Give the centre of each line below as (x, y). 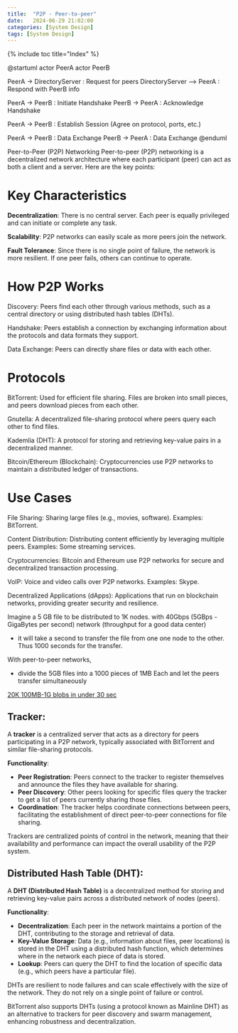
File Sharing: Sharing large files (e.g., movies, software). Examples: (106, 518)
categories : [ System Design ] (50, 27)
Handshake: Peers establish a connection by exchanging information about (117, 328)
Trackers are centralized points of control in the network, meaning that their (118, 836)
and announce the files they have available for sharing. (98, 784)
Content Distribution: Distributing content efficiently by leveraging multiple (116, 539)
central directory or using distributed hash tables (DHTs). (91, 314)
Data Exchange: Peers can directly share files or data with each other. (109, 349)
